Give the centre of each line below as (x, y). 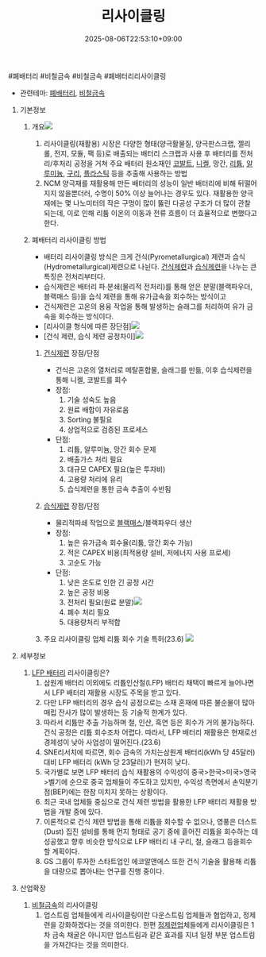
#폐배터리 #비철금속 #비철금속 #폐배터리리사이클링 (87, 75)
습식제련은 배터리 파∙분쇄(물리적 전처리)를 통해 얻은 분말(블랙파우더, (148, 286)
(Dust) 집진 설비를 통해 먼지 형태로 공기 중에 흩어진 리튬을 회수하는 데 (151, 832)
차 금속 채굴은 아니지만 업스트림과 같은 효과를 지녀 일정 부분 (135, 935)
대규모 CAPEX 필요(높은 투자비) (116, 469)
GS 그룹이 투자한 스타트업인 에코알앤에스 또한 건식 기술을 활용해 (143, 861)
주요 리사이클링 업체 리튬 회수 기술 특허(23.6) (114, 639)
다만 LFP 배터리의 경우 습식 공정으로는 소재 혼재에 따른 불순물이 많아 (149, 702)
